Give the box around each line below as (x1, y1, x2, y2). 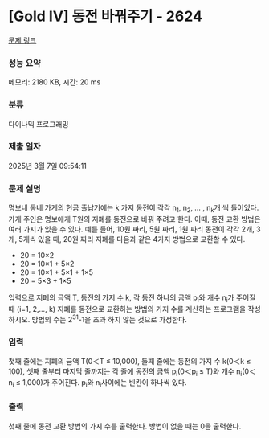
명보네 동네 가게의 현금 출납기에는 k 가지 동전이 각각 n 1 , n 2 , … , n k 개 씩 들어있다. (8, 203, 259, 214)
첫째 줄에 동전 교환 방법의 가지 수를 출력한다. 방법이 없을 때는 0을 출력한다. (8, 421, 242, 431)
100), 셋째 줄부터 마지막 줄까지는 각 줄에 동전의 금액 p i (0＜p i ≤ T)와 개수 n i (8, 366, 243, 378)
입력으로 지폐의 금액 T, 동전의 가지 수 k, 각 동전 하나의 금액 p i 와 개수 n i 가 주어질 (8, 293, 256, 304)
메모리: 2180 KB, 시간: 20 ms (8, 77, 101, 87)
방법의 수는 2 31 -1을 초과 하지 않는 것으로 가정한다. (31, 313, 187, 324)
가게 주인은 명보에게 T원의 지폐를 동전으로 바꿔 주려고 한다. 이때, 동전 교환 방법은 (8, 214, 261, 223)
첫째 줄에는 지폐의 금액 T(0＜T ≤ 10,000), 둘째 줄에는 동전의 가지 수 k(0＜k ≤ (8, 356, 251, 366)
